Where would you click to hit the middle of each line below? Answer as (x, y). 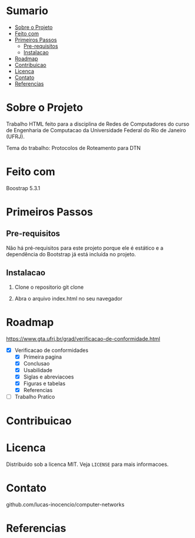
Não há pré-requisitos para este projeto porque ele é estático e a (85, 248)
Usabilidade (38, 370)
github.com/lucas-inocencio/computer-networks (65, 505)
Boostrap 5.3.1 (23, 188)
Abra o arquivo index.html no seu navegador (68, 298)
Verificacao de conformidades (51, 350)
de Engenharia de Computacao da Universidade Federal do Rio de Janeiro (96, 130)
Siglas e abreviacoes (49, 377)
